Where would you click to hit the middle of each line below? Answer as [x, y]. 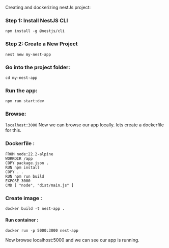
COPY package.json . [27, 163]
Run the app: [21, 90]
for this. [13, 130]
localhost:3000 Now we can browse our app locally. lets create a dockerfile [85, 125]
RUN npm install [22, 168]
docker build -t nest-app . [35, 209]
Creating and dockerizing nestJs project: [48, 7]
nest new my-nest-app [28, 54]
